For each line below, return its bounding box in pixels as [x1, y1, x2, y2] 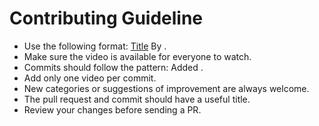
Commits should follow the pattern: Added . [23, 61, 204, 73]
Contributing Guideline [9, 7, 204, 30]
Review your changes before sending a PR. [23, 103, 202, 116]
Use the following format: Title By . [23, 40, 167, 52]
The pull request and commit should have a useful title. [23, 93, 251, 105]
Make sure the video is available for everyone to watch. [23, 50, 252, 62]
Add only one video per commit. [23, 72, 157, 84]
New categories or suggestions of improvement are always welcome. [23, 82, 310, 94]
